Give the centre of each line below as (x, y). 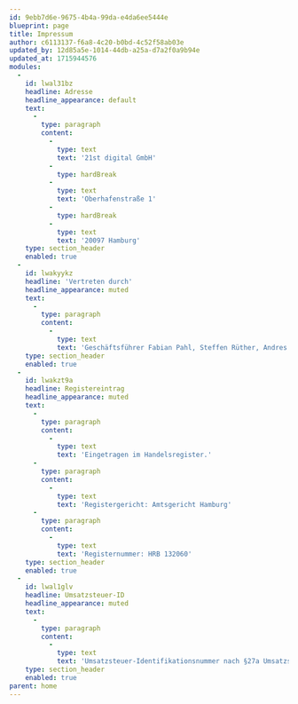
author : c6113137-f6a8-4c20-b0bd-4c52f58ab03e (97, 42)
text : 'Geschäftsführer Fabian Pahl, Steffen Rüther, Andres (172, 347)
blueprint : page (39, 26)
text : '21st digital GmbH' (106, 158)
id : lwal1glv (49, 587)
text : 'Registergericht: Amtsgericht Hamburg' (144, 504)
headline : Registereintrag (75, 389)
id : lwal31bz (49, 83)
